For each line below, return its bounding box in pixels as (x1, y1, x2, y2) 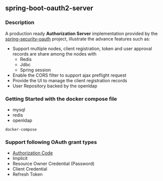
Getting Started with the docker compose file (5, 95, 117, 102)
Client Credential (12, 166, 48, 172)
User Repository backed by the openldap (12, 83, 98, 89)
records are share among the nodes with (12, 51, 97, 57)
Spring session (20, 67, 51, 73)
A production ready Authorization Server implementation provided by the (5, 30, 158, 37)
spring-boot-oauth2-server (5, 4, 94, 13)
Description (5, 19, 35, 26)
